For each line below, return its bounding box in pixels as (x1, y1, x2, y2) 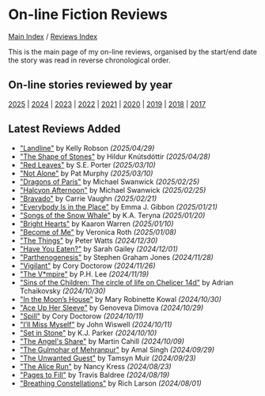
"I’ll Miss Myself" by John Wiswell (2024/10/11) (19, 319, 172, 329)
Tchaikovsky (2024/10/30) (19, 286, 106, 296)
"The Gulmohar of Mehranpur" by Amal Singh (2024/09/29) (19, 345, 215, 354)
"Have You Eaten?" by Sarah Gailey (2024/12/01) (19, 243, 178, 254)
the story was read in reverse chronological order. (8, 55, 171, 65)
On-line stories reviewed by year (8, 78, 172, 92)
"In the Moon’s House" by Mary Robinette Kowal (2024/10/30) (19, 294, 221, 304)
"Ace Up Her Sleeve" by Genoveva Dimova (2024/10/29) (19, 303, 204, 312)
